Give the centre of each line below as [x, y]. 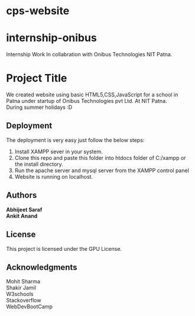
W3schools [20, 294]
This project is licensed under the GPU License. [64, 249]
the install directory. [39, 164]
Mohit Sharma [23, 282]
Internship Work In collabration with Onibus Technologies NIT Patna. [89, 54]
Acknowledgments [42, 267]
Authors [22, 196]
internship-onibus [52, 38]
